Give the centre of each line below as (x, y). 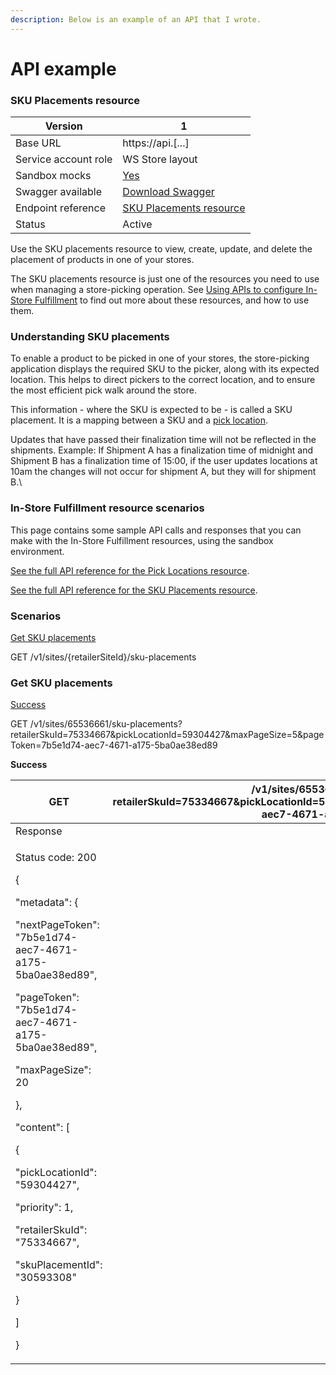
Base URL (38, 143)
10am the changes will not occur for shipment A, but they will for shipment (163, 472)
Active (137, 224)
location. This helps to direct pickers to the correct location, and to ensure (163, 380)
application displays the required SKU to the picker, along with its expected (165, 369)
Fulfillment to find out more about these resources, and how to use (172, 300)
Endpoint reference (60, 208)
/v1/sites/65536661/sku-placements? (106, 724)
